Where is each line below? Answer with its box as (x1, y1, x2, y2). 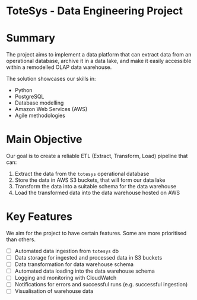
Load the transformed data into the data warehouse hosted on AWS (14, 189, 180, 197)
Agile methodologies (14, 112, 65, 119)
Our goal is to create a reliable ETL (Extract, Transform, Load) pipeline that (6, 153, 188, 160)
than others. (6, 236, 36, 243)
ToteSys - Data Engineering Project (6, 4, 183, 18)
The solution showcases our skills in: (6, 75, 96, 83)
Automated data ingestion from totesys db (14, 248, 119, 254)
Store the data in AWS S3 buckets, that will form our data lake (14, 176, 166, 184)
